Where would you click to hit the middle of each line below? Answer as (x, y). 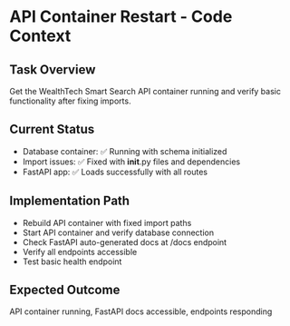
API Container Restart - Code (121, 17)
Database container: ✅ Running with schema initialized (125, 151)
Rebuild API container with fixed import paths (107, 222)
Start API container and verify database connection (118, 232)
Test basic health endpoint (72, 262)
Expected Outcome (65, 290)
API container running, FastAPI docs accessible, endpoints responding (141, 311)
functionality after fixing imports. (70, 101)
